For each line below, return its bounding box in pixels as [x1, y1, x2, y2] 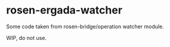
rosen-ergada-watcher [6, 4, 123, 17]
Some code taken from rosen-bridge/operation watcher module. [6, 23, 164, 30]
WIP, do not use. [6, 34, 47, 41]
